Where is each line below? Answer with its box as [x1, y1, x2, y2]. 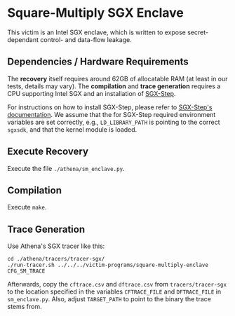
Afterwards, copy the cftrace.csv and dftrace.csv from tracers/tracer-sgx [7, 280, 227, 289]
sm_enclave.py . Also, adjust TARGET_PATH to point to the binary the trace [7, 295, 212, 303]
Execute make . [7, 203, 47, 212]
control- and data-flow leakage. [39, 35, 132, 43]
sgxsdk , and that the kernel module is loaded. [7, 125, 137, 134]
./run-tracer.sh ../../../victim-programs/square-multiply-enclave [7, 261, 209, 269]
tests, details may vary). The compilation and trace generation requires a [7, 82, 221, 90]
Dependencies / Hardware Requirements [7, 56, 189, 68]
